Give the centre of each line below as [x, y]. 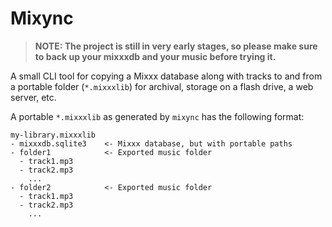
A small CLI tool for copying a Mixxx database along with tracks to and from [166, 76]
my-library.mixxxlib [53, 135]
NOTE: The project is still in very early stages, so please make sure [176, 46]
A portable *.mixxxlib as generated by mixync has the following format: [157, 116]
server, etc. [33, 97]
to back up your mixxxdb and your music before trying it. [155, 56]
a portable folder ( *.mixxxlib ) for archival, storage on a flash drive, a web [162, 86]
